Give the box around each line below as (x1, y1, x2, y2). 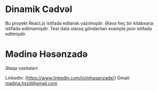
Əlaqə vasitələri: (5, 65, 39, 71)
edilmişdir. (5, 31, 27, 37)
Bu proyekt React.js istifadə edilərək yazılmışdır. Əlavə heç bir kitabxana (5, 20, 153, 26)
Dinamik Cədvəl (5, 4, 73, 15)
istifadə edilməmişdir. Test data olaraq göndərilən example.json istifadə (5, 25, 152, 31)
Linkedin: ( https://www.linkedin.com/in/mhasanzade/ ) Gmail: (5, 74, 130, 81)
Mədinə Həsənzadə (5, 49, 88, 60)
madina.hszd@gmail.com (5, 80, 58, 86)
